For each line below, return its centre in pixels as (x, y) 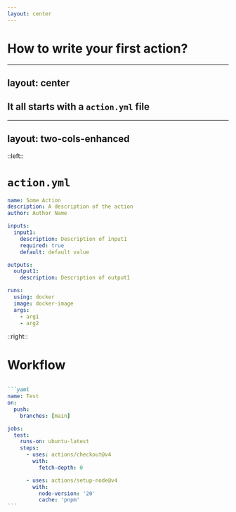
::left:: (15, 156)
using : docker (34, 297)
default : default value (55, 252)
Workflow (37, 365)
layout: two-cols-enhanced (68, 139)
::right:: (18, 336)
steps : (29, 448)
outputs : (20, 265)
